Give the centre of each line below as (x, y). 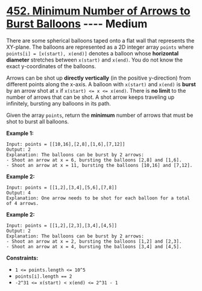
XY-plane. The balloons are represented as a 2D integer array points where (100, 47)
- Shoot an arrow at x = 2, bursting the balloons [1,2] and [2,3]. (94, 241)
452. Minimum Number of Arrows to (98, 11)
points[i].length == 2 (43, 276)
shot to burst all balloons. (38, 121)
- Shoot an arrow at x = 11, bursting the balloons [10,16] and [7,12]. (99, 165)
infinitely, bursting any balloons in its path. (59, 103)
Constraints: (22, 258)
